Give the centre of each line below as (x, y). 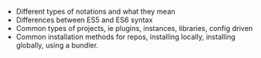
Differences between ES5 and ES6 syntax (84, 20)
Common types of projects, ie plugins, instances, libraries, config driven (134, 28)
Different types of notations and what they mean (95, 12)
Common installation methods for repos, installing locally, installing (125, 37)
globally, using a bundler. (57, 45)
